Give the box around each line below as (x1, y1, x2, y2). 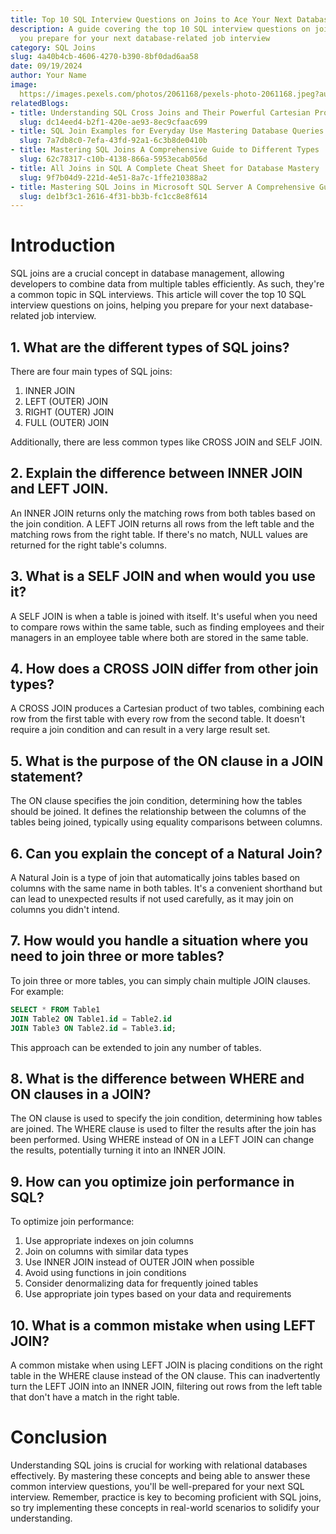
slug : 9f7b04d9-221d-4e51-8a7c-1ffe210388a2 (19, 172, 208, 183)
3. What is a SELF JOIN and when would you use (10, 568, 316, 585)
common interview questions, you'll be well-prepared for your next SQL (10, 1480, 305, 1492)
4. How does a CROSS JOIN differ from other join (10, 661, 319, 678)
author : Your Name (10, 71, 87, 81)
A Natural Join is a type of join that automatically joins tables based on (10, 872, 301, 884)
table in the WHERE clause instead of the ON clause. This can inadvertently (10, 1369, 321, 1381)
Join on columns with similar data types (24, 1246, 189, 1258)
